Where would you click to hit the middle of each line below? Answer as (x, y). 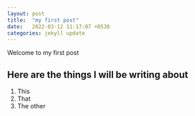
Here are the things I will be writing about (98, 75)
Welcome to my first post (43, 53)
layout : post (26, 14)
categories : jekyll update (46, 33)
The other (31, 106)
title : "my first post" (43, 20)
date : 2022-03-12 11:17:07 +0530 (59, 26)
